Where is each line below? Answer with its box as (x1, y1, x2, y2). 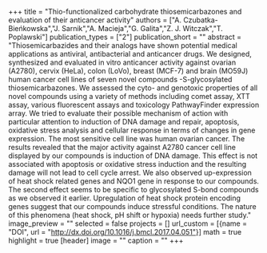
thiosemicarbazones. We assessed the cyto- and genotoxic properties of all (8, 83, 258, 93)
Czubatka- (183, 15, 218, 25)
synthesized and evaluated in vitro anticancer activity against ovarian (8, 57, 237, 67)
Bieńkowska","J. (8, 24, 60, 33)
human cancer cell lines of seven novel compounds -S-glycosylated (8, 75, 233, 84)
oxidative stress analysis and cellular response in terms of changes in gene (8, 125, 256, 135)
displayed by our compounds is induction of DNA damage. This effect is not (8, 151, 258, 160)
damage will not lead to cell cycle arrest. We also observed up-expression (8, 168, 252, 177)
